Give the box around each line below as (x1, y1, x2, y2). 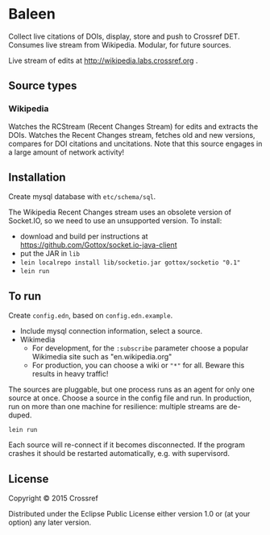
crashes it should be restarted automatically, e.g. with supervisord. (8, 449, 230, 458)
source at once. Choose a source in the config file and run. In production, (8, 393, 252, 403)
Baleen (8, 5, 56, 23)
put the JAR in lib (19, 249, 81, 259)
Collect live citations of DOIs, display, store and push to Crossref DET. (8, 31, 240, 41)
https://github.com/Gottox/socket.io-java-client (19, 240, 177, 250)
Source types (8, 79, 77, 93)
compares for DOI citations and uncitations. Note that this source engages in (8, 139, 263, 148)
